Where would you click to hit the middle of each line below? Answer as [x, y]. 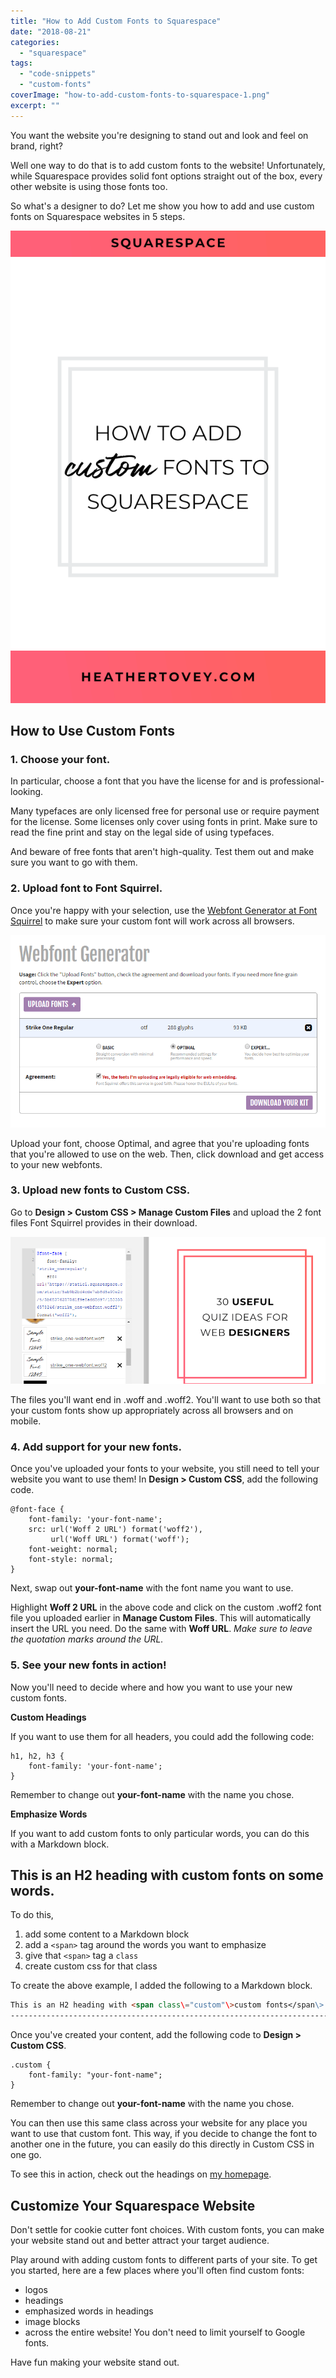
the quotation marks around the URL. [87, 1639]
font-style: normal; [71, 1560]
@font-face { [37, 1510]
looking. [27, 792]
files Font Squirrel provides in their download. [104, 1222]
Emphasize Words [49, 1814]
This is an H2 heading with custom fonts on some [167, 1875]
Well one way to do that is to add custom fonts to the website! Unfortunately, [168, 165]
